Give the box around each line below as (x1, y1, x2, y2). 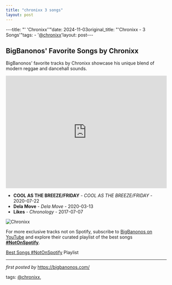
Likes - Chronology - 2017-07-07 (13, 209, 83, 215)
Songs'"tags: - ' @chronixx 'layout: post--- (6, 32, 93, 38)
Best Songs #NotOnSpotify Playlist (6, 249, 79, 256)
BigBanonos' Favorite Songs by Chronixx (6, 47, 139, 55)
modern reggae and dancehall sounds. (6, 65, 87, 72)
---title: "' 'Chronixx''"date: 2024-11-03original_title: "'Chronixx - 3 (6, 26, 146, 32)
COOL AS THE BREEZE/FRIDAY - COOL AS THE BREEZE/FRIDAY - (13, 192, 153, 199)
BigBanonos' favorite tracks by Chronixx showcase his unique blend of (6, 60, 155, 67)
